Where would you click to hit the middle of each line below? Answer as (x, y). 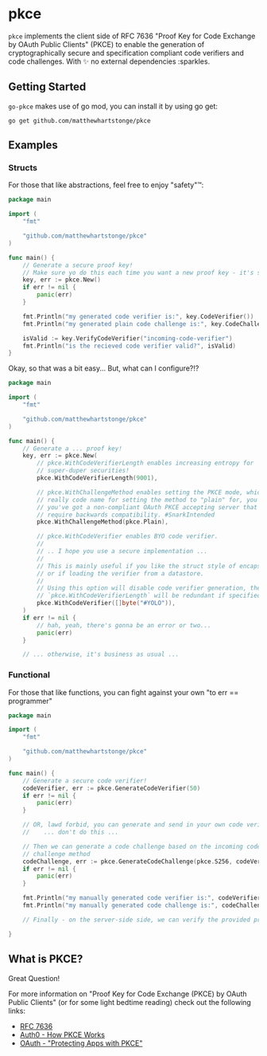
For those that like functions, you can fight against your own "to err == (124, 692)
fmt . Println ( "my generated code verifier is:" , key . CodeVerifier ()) (138, 316)
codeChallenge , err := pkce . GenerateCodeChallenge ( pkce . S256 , (128, 862)
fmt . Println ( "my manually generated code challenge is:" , (120, 905)
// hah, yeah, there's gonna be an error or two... (124, 625)
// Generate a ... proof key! (73, 448)
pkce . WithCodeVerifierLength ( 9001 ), (97, 478)
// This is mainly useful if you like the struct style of (137, 566)
